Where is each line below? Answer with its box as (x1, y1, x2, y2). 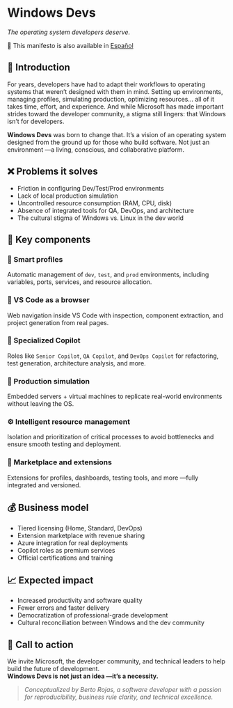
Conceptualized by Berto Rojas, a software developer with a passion (24, 686, 222, 694)
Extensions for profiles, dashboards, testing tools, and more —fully (7, 473, 199, 482)
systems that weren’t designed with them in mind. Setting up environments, (7, 87, 224, 95)
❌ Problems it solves (7, 166, 99, 178)
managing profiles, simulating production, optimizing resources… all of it (7, 95, 214, 103)
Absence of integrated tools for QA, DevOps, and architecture (17, 206, 195, 214)
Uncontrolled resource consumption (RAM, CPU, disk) (17, 198, 172, 207)
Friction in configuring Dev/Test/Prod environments (17, 184, 165, 192)
